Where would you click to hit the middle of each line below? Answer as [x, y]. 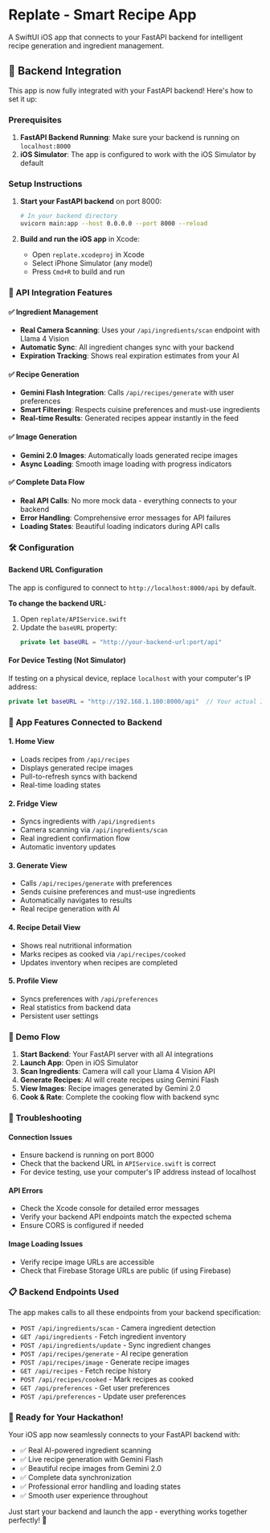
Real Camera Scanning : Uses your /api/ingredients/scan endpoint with [140, 330]
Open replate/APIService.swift [73, 618]
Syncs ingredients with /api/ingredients [88, 821]
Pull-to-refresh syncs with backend [79, 777]
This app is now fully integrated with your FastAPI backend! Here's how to [131, 90]
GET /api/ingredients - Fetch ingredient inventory [103, 1336]
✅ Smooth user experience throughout [84, 1496]
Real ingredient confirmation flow [75, 838]
